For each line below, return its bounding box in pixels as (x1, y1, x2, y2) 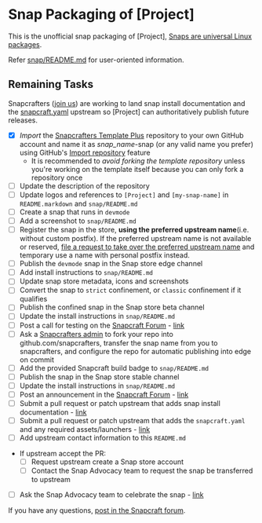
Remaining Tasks (8, 78, 94, 91)
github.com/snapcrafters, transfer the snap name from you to (19, 338, 218, 347)
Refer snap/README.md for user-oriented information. (8, 55, 184, 64)
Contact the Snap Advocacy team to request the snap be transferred (31, 466, 253, 476)
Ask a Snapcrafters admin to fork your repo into (19, 329, 174, 338)
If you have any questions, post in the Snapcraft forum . (8, 506, 186, 515)
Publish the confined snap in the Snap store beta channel (19, 302, 206, 312)
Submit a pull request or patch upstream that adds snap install (19, 398, 221, 408)
